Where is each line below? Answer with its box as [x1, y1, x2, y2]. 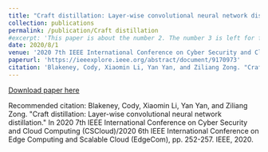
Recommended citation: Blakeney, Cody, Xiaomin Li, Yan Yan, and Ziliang [8, 100, 248, 110]
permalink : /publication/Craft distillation [8, 26, 159, 34]
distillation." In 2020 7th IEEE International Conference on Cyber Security [8, 117, 248, 127]
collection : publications [8, 19, 94, 27]
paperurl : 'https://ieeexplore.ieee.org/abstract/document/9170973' [8, 57, 241, 64]
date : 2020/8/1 [8, 41, 59, 49]
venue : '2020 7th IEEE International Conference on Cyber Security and [8, 49, 251, 57]
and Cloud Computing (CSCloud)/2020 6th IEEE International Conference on [8, 126, 259, 135]
